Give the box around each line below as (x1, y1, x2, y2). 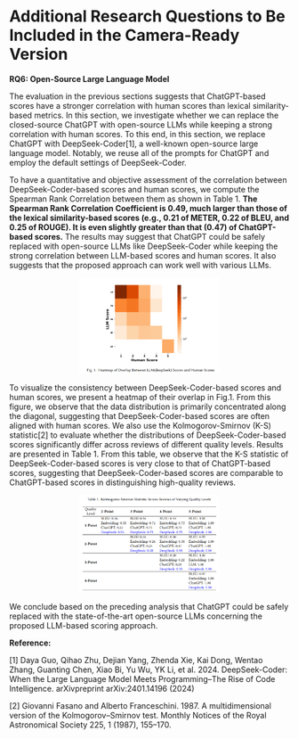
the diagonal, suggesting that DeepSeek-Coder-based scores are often (9, 411, 270, 422)
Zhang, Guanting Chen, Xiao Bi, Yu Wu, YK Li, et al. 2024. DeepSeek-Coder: (9, 664, 287, 675)
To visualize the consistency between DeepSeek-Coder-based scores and (9, 382, 282, 393)
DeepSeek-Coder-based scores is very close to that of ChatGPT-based (9, 458, 271, 469)
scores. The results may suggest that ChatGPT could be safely (34, 231, 265, 242)
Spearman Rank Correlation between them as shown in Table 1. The (9, 193, 258, 204)
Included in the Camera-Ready (9, 25, 240, 45)
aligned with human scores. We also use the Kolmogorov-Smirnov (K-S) (9, 421, 271, 431)
